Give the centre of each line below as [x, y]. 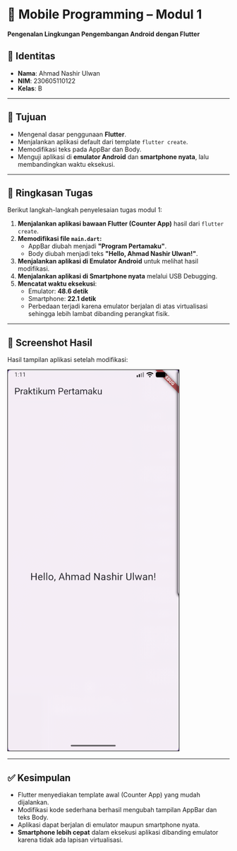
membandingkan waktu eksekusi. [66, 164]
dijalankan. [33, 802]
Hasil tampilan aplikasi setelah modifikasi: [68, 360]
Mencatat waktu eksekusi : [57, 284]
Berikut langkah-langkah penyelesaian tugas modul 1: [85, 210]
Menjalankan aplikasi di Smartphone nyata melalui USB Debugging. [117, 276]
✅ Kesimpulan [39, 778]
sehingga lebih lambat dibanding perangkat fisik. [99, 314]
